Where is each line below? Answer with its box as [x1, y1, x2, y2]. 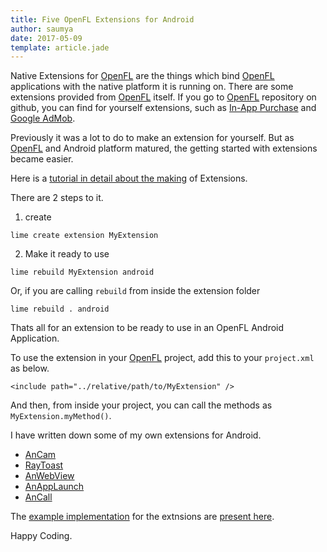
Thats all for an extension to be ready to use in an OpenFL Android [10, 322, 285, 334]
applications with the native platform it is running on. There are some [10, 81, 294, 93]
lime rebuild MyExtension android [10, 267, 155, 278]
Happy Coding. [10, 530, 73, 542]
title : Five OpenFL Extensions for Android [10, 14, 195, 25]
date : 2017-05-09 [10, 33, 83, 43]
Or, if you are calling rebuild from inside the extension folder [10, 285, 261, 297]
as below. [10, 362, 50, 375]
